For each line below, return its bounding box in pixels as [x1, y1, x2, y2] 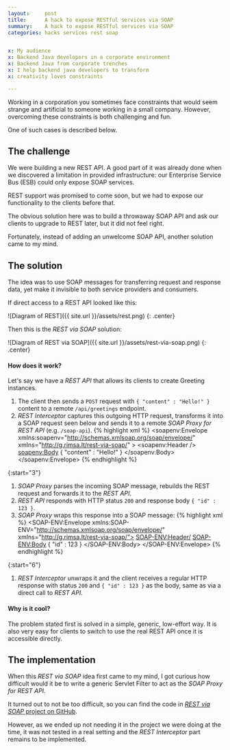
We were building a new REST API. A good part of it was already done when [8, 164, 222, 172]
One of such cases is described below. [8, 125, 117, 134]
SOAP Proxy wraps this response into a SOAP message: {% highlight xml [17, 511, 223, 520]
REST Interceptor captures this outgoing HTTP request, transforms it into [17, 412, 223, 420]
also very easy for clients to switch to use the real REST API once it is [8, 627, 203, 635]
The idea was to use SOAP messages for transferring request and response [8, 278, 221, 287]
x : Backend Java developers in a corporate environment [8, 54, 170, 61]
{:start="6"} [8, 561, 41, 569]
